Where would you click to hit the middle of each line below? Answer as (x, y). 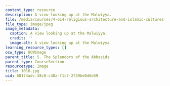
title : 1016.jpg (22, 71)
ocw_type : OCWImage (26, 52)
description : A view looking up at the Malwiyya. (59, 15)
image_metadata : (22, 29)
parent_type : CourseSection (35, 62)
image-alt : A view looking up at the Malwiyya (60, 43)
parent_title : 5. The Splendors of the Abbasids (57, 57)
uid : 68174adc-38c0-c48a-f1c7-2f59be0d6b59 (52, 76)
